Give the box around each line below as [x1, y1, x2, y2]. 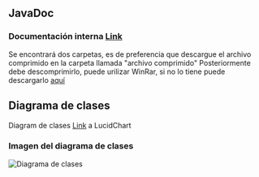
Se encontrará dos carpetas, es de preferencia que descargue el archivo [8, 49, 252, 59]
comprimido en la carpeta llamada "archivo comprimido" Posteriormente [8, 58, 252, 67]
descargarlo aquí [8, 75, 65, 84]
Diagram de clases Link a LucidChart [8, 120, 132, 130]
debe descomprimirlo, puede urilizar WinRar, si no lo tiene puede [8, 67, 226, 76]
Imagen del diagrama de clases [8, 140, 134, 152]
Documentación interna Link [8, 31, 123, 42]
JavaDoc [8, 6, 54, 20]
